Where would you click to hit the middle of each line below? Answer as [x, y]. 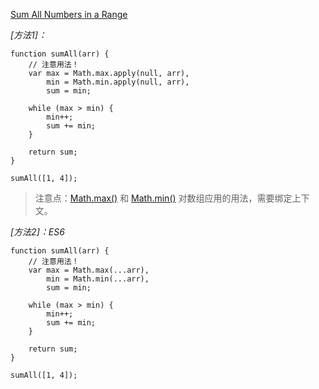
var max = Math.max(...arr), [89, 270]
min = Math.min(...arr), [98, 279]
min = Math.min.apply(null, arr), [118, 82]
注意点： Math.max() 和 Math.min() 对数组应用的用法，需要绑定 [163, 198]
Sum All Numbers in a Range [69, 14]
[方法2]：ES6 [37, 232]
